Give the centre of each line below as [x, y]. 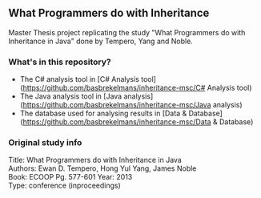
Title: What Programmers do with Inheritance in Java [95, 160]
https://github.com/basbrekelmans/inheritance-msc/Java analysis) [133, 105]
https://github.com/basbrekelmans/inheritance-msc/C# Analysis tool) [137, 88]
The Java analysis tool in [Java [71, 96]
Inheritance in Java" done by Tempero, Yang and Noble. [101, 41]
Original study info [45, 143]
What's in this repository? [60, 62]
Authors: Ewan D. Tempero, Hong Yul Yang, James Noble [102, 168]
